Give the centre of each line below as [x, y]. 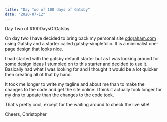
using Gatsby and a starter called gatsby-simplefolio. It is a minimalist [77, 43]
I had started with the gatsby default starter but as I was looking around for [82, 58]
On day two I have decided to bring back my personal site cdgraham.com [81, 38]
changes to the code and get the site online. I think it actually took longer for [83, 89]
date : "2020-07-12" [25, 14]
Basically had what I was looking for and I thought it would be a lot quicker [82, 69]
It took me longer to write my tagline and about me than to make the [75, 84]
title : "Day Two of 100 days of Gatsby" [48, 10]
